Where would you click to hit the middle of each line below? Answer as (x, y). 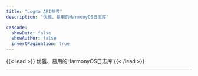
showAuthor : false (34, 39)
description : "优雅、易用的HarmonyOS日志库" (57, 17)
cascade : (17, 27)
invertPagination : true (40, 44)
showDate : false (31, 33)
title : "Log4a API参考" (34, 11)
